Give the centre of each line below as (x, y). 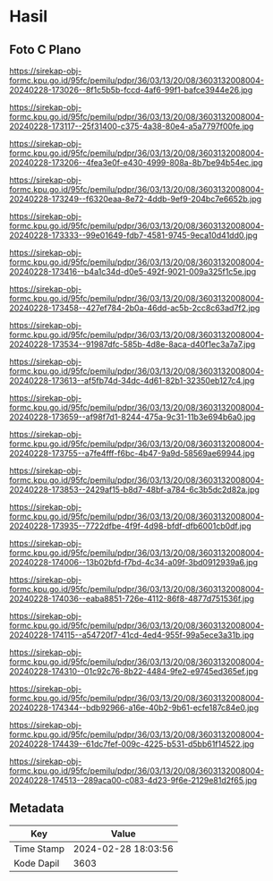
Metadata (37, 808)
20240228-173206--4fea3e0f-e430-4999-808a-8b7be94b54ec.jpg (136, 162)
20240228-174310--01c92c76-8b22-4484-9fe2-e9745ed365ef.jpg (134, 671)
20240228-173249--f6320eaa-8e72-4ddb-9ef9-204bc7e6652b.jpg (136, 199)
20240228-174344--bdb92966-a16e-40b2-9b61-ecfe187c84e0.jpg (134, 707)
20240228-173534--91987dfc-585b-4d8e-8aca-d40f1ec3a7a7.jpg (132, 344)
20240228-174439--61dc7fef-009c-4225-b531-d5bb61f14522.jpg (132, 744)
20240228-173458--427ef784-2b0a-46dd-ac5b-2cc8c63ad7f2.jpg (135, 308)
